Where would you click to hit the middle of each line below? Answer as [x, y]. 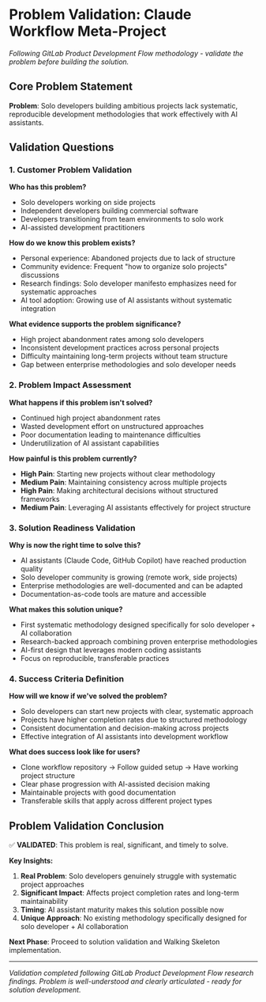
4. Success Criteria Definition [67, 678]
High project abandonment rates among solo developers [112, 340]
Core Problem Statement [71, 87]
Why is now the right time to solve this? [75, 545]
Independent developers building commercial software [109, 211]
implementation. [35, 951]
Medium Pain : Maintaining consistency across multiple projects [124, 482]
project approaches [52, 885]
